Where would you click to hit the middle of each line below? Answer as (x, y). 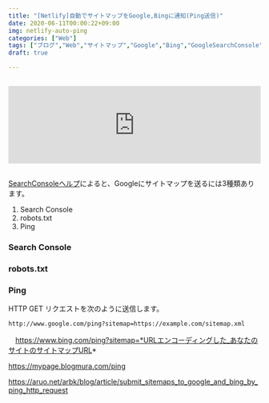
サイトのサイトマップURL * (52, 350)
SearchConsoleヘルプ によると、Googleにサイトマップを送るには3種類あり (131, 183)
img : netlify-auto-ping (48, 30)
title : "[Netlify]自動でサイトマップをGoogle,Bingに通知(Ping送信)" (116, 16)
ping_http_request (38, 390)
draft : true (28, 53)
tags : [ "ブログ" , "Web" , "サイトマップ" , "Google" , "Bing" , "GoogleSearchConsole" (136, 46)
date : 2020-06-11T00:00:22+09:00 (64, 23)
